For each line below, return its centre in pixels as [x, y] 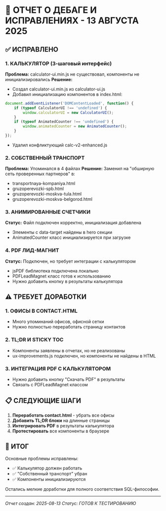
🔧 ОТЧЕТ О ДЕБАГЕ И [51, 10]
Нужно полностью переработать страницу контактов [69, 327]
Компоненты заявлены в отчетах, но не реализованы [68, 350]
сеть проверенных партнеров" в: [40, 174]
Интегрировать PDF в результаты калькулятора [63, 425]
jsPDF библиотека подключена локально [55, 271]
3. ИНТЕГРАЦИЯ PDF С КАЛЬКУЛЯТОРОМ [58, 369]
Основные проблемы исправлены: [42, 458]
